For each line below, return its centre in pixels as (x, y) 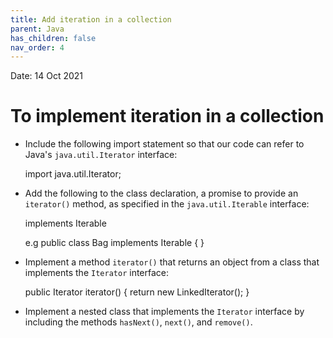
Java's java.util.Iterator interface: (101, 155)
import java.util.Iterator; (73, 174)
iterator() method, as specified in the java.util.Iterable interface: (167, 204)
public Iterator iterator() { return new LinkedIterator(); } (137, 292)
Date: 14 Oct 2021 (47, 76)
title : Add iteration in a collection (91, 19)
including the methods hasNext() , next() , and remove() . (138, 322)
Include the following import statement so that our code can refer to (164, 144)
